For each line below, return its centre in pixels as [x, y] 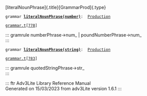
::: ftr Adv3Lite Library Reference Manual [48, 83]
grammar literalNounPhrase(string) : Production [58, 50]
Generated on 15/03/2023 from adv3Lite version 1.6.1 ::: [64, 89]
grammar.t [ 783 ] [21, 58]
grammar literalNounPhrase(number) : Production [58, 17]
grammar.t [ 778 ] [21, 25]
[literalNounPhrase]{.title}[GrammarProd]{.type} [56, 7]
